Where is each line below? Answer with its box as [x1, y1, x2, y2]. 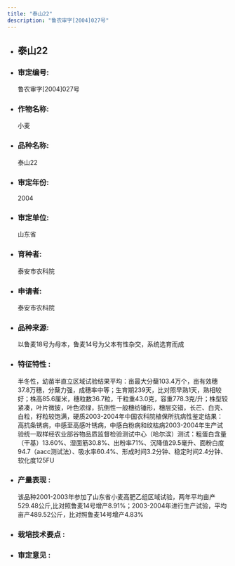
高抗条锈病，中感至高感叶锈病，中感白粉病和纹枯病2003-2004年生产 [17, 420, 217, 429]
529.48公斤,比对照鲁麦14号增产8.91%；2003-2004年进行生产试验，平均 [17, 501, 227, 510]
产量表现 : [17, 475, 51, 485]
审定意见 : [17, 550, 51, 560]
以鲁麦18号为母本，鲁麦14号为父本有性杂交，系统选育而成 [17, 340, 184, 348]
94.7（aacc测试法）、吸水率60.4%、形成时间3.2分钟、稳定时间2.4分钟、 [17, 447, 227, 455]
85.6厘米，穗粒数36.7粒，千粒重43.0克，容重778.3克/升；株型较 [41, 394, 228, 403]
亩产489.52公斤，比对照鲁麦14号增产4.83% [17, 510, 144, 518]
